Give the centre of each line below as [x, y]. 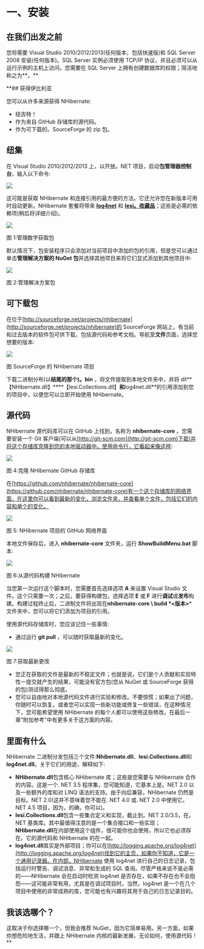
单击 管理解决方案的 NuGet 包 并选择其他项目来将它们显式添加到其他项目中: [99, 258]
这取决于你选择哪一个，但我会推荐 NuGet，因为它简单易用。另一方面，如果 [100, 928]
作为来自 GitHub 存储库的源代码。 [57, 122]
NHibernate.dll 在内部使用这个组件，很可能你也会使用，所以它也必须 [100, 830]
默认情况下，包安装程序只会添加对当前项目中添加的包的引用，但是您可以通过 [102, 250]
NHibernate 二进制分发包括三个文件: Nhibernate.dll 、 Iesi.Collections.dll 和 [99, 757]
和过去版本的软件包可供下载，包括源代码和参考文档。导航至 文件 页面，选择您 [102, 334]
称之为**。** [22, 75]
